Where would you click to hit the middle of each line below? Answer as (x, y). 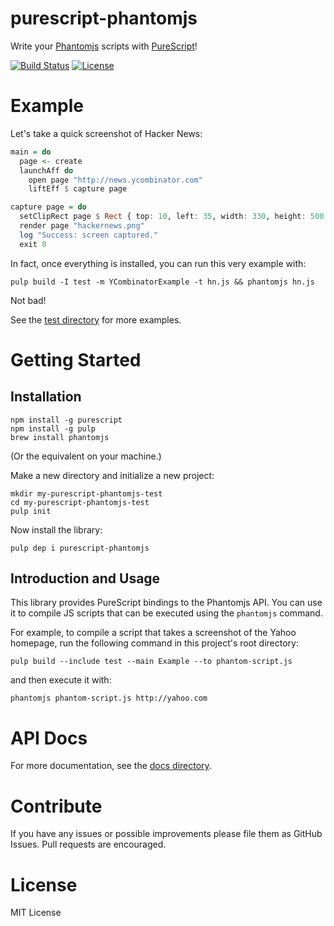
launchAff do (46, 170)
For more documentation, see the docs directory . (111, 766)
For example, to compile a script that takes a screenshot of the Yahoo (153, 633)
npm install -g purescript (66, 420)
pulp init (31, 511)
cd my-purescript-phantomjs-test (80, 502)
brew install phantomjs (60, 437)
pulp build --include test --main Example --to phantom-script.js (151, 662)
